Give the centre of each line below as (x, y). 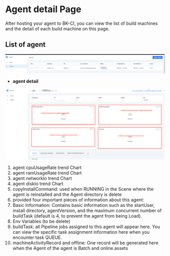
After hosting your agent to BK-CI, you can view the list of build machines (81, 23)
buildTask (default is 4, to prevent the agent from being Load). (77, 216)
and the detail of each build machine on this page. (57, 28)
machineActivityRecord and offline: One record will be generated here (85, 243)
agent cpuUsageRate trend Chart (47, 167)
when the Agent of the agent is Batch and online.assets (70, 248)
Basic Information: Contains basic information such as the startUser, (84, 205)
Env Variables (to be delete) (41, 221)
